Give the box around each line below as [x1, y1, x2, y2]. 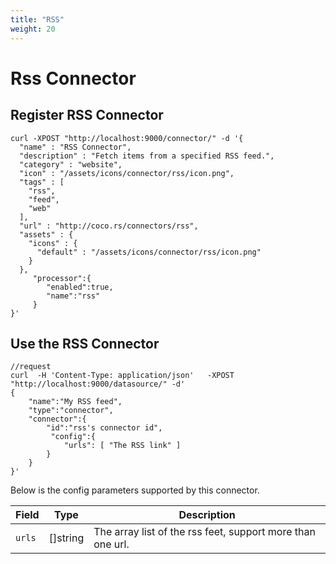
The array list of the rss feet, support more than [93, 525, 316, 539]
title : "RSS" [10, 14, 65, 25]
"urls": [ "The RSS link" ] [63, 441, 182, 451]
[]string [48, 531, 85, 545]
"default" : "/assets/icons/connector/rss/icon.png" [36, 247, 262, 257]
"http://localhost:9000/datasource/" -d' [10, 379, 186, 390]
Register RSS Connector [10, 107, 164, 124]
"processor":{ [32, 273, 92, 283]
